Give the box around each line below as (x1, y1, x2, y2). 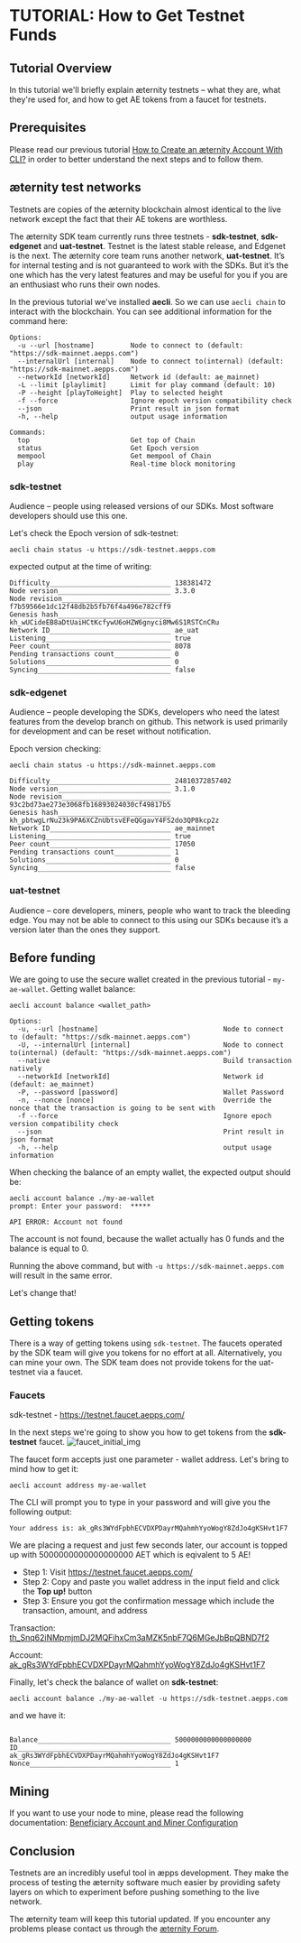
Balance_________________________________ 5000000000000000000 (9, 1735, 252, 1744)
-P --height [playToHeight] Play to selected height (17, 388, 223, 397)
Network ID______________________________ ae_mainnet (9, 824, 216, 833)
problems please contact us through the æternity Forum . (9, 1923, 220, 1934)
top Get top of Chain (17, 435, 196, 445)
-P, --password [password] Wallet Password (17, 1088, 284, 1097)
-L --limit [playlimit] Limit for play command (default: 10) (17, 380, 277, 389)
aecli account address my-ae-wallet (9, 1481, 147, 1490)
